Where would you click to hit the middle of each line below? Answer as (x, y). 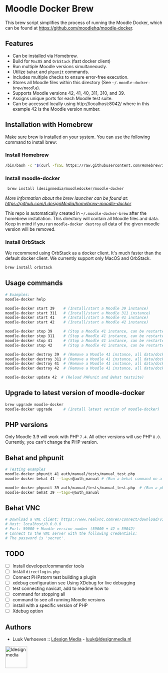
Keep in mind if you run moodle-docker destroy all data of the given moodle (82, 224)
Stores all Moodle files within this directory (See (62, 82)
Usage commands (34, 283)
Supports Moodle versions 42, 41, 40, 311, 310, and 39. (69, 93)
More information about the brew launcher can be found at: (67, 198)
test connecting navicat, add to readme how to (60, 588)
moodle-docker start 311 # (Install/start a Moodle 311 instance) (78, 313)
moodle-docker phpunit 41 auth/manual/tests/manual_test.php (70, 474)
